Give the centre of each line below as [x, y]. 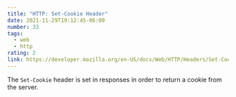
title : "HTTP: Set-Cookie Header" [58, 14]
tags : [15, 33]
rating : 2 [22, 53]
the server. [23, 87]
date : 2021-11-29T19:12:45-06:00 [56, 20]
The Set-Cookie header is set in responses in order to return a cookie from [115, 79]
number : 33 [23, 27]
